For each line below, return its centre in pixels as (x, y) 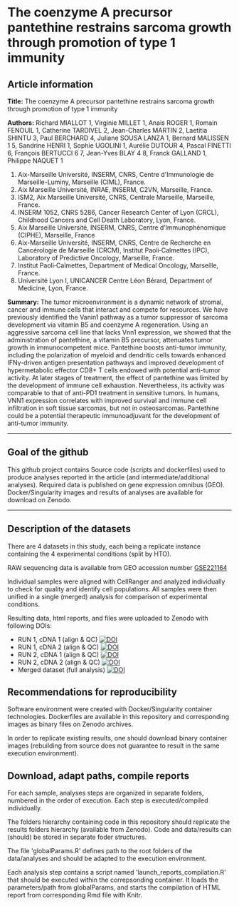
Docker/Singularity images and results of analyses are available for (105, 492)
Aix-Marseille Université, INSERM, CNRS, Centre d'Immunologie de (116, 174)
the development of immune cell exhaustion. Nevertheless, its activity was (116, 385)
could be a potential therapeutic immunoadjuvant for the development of (114, 416)
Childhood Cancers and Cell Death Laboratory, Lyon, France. (107, 220)
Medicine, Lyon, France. (53, 288)
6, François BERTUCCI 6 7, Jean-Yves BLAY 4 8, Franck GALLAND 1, (107, 153)
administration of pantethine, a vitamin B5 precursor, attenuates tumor (110, 340)
